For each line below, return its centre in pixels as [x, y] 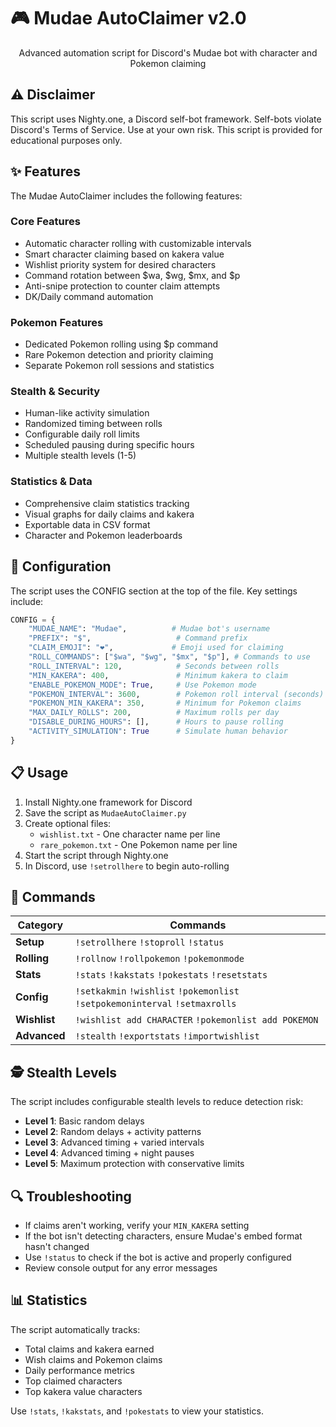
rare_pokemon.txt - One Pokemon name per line [138, 844]
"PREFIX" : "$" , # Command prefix [138, 638]
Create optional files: [68, 823]
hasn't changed [57, 1247]
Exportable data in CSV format [87, 524]
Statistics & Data [51, 482]
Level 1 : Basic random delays [84, 1121]
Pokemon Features [57, 322]
